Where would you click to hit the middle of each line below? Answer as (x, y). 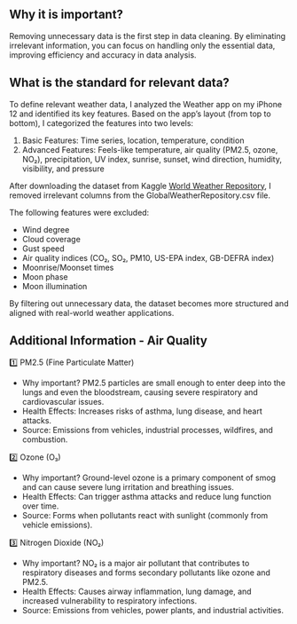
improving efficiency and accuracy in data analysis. (103, 55)
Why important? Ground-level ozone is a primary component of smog (149, 478)
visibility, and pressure (63, 169)
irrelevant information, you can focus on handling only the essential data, (142, 45)
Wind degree (46, 229)
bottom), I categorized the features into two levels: (101, 122)
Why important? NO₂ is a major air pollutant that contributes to (136, 564)
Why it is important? (66, 15)
